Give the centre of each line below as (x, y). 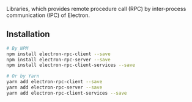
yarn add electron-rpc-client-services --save (67, 93)
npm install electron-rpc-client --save (59, 54)
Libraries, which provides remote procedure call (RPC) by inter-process (96, 9)
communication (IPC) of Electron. (48, 15)
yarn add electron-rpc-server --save (54, 87)
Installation (28, 34)
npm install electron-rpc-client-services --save (71, 65)
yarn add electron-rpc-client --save (54, 82)
